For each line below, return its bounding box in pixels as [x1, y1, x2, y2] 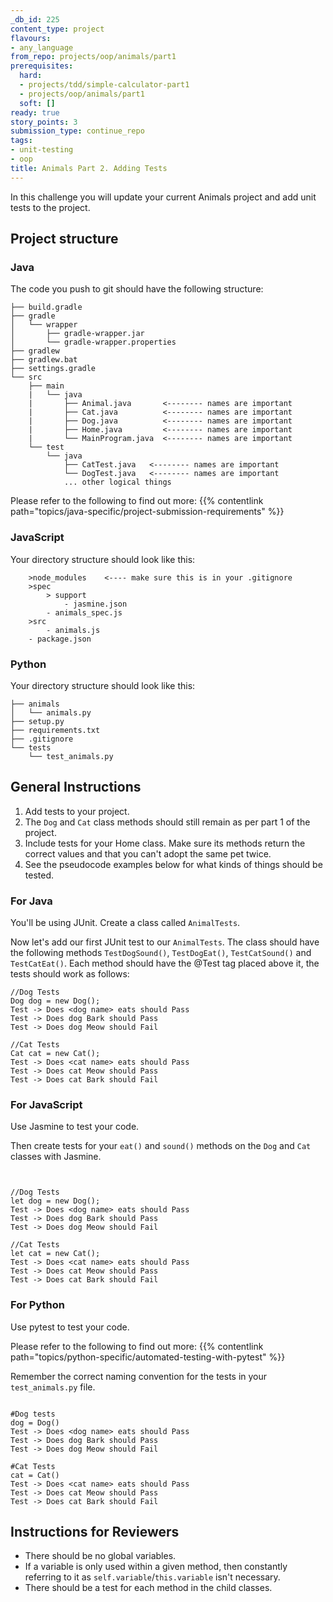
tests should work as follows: [10, 968, 130, 980]
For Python [10, 1298, 65, 1312]
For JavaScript [10, 1097, 83, 1111]
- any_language [10, 42, 74, 53]
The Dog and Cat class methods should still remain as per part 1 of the [24, 816, 311, 828]
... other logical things [63, 477, 172, 488]
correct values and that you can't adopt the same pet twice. [24, 847, 272, 860]
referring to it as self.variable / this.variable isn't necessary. [24, 1571, 281, 1583]
